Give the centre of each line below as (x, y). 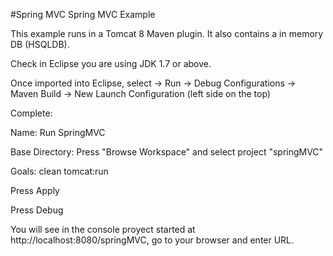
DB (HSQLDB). (40, 44)
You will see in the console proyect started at (103, 229)
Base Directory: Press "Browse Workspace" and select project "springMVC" (167, 152)
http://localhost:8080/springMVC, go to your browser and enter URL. (152, 240)
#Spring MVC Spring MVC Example (83, 14)
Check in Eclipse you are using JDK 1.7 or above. (111, 63)
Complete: (31, 113)
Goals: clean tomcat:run (59, 171)
